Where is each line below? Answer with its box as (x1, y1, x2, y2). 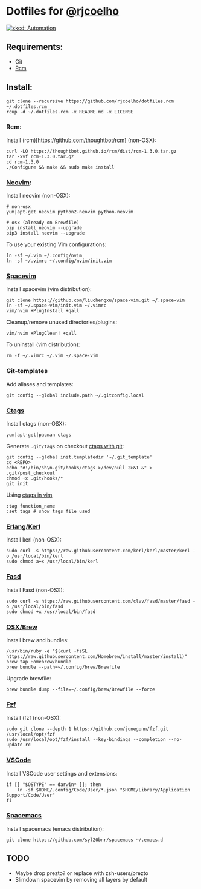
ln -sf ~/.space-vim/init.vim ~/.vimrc (6, 303, 107, 309)
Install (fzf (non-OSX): (6, 714, 62, 722)
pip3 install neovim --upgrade (6, 230, 85, 237)
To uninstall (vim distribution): (6, 341, 80, 348)
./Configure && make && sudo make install (6, 164, 115, 170)
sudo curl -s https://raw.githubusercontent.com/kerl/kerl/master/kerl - (6, 548, 196, 554)
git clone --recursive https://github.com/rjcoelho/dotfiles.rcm (6, 98, 174, 104)
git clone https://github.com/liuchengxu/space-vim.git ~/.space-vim (6, 297, 185, 304)
